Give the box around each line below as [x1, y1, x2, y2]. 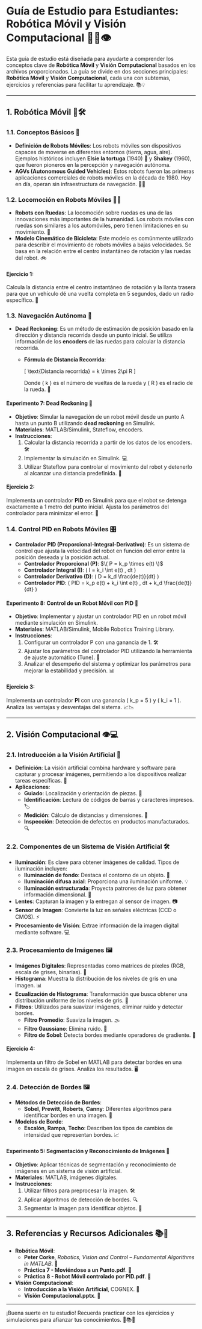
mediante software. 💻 [14, 928, 70, 936]
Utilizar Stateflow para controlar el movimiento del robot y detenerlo [23, 463, 192, 471]
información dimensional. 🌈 [23, 890, 92, 898]
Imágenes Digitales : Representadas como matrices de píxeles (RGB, [14, 962, 185, 969]
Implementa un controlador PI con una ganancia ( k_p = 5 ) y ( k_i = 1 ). [6, 696, 182, 704]
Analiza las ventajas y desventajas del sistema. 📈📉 [6, 703, 134, 710]
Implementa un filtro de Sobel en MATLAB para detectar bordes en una [6, 1059, 182, 1066]
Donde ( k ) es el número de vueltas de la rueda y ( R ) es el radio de [23, 380, 194, 387]
